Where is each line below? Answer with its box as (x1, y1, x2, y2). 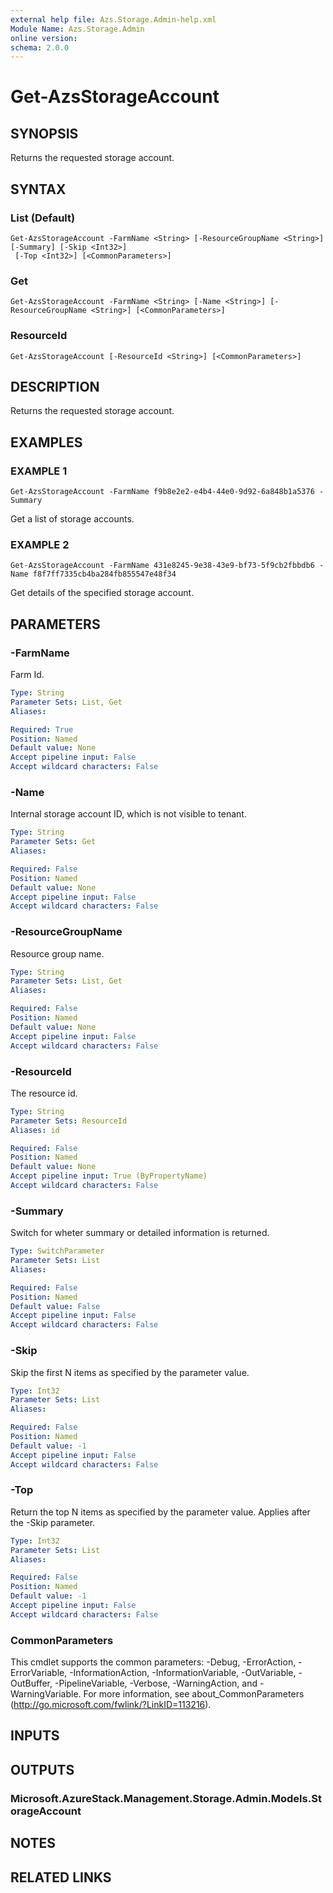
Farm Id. (10, 669, 45, 681)
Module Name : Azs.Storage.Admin (10, 24, 145, 34)
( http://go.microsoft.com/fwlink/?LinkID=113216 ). (10, 1699, 212, 1711)
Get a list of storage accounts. (10, 513, 135, 525)
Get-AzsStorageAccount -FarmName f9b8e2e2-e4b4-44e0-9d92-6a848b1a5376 (10, 487, 315, 497)
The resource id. (10, 1087, 78, 1099)
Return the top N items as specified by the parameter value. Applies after (10, 1506, 311, 1518)
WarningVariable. (10, 1688, 82, 1700)
